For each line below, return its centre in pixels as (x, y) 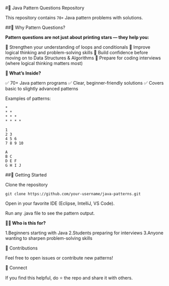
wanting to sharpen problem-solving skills (49, 238)
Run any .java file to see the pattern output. (50, 213)
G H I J (13, 165)
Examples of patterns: (28, 98)
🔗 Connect (16, 268)
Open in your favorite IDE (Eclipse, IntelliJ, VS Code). (60, 203)
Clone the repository (26, 185)
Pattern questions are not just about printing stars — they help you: (77, 37)
